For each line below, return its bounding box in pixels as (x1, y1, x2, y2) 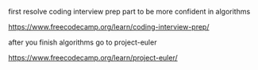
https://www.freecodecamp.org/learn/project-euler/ (8, 53, 178, 62)
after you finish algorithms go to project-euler (8, 37, 157, 47)
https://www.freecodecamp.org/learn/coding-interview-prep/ (8, 22, 210, 31)
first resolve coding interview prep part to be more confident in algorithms (8, 7, 251, 16)
